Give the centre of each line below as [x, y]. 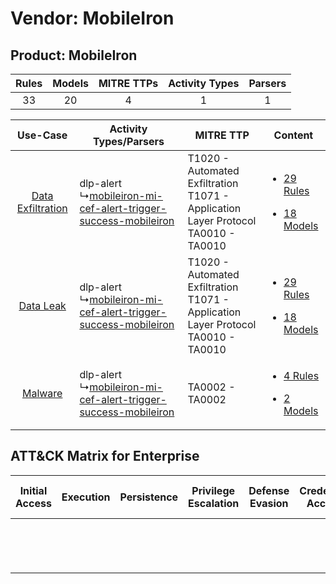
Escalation [214, 503]
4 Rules [301, 375]
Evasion [269, 503]
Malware [42, 393]
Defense [269, 490]
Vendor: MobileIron [92, 18]
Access [33, 503]
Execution [86, 497]
